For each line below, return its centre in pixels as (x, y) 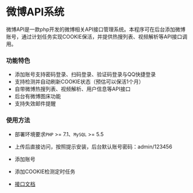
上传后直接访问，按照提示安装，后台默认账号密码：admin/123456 (93, 146)
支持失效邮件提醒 (35, 104)
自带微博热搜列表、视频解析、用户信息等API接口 (73, 89)
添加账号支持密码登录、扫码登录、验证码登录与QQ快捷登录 (85, 74)
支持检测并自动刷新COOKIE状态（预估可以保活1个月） (79, 82)
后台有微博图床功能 (38, 96)
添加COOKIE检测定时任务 (45, 171)
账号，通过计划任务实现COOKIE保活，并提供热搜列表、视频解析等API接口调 (97, 36)
